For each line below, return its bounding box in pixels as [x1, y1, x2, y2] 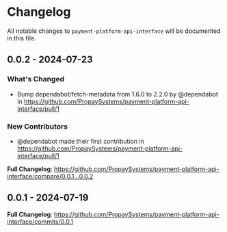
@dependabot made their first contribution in [16, 137, 145, 145]
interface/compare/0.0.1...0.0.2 [7, 172, 94, 180]
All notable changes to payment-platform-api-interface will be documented [7, 27, 221, 35]
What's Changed [7, 75, 65, 84]
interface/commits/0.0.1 [7, 217, 74, 226]
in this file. [7, 34, 36, 42]
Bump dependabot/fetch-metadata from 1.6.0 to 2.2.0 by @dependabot [16, 90, 219, 98]
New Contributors [7, 121, 68, 131]
